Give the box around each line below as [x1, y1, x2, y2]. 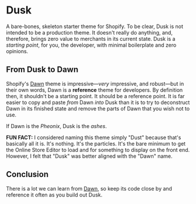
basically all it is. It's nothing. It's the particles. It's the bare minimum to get [6, 140, 185, 147]
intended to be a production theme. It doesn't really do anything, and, [6, 29, 173, 36]
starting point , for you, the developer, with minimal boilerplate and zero [6, 42, 177, 49]
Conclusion [6, 170, 49, 179]
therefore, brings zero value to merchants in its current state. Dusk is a [6, 35, 176, 42]
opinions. [6, 47, 29, 54]
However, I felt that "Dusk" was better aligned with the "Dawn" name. [6, 153, 173, 160]
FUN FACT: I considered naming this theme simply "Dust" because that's [6, 134, 181, 141]
